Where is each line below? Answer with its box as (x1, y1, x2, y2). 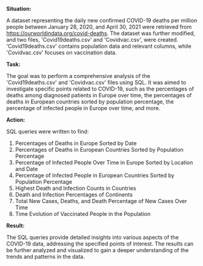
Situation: (6, 5, 32, 12)
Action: (6, 116, 25, 123)
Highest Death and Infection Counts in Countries (15, 184, 136, 192)
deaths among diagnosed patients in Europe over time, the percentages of (6, 92, 192, 99)
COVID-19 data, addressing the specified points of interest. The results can (6, 240, 194, 247)
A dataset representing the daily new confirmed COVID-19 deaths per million (6, 17, 198, 24)
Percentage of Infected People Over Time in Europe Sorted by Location (15, 159, 193, 166)
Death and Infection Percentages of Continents (15, 191, 133, 198)
